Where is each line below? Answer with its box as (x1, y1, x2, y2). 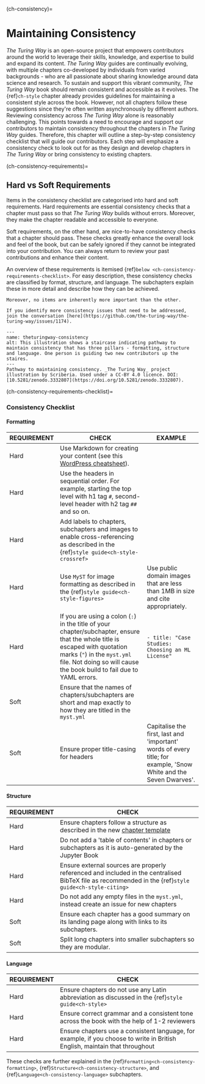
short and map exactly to (60, 698, 131, 706)
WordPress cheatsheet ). (60, 459, 129, 467)
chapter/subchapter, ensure (60, 627, 140, 635)
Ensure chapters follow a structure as (60, 818, 167, 827)
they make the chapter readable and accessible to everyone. (6, 216, 159, 223)
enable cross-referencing (60, 532, 134, 541)
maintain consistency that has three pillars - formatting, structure (6, 345, 190, 351)
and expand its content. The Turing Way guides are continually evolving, (6, 59, 188, 67)
